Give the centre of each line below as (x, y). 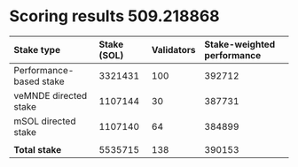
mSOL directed (45, 121)
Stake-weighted (240, 44)
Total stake (38, 149)
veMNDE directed (51, 95)
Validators (174, 49)
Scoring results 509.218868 (114, 16)
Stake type (37, 49)
